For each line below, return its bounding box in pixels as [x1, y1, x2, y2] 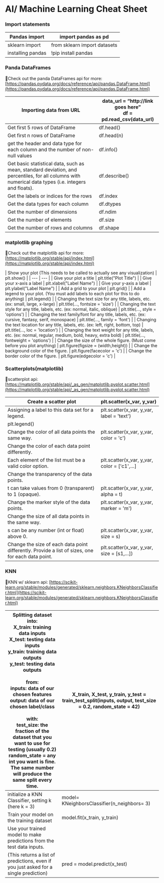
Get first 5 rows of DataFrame [7, 124, 76, 131]
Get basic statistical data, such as [7, 160, 84, 167]
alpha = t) [101, 491, 123, 498]
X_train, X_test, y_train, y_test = [72, 691, 146, 698]
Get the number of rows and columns [7, 224, 93, 231]
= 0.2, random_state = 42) [78, 703, 140, 710]
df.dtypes [99, 200, 121, 207]
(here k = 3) [7, 803, 35, 810]
